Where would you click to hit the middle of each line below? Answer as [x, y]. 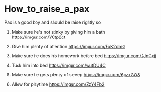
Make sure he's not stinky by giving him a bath [58, 32]
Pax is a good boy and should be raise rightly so [53, 22]
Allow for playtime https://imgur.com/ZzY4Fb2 [58, 84]
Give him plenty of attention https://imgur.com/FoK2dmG [69, 46]
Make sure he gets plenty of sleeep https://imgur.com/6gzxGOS [76, 74]
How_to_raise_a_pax [47, 9]
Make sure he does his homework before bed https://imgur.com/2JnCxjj [84, 56]
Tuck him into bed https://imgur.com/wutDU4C [58, 65]
